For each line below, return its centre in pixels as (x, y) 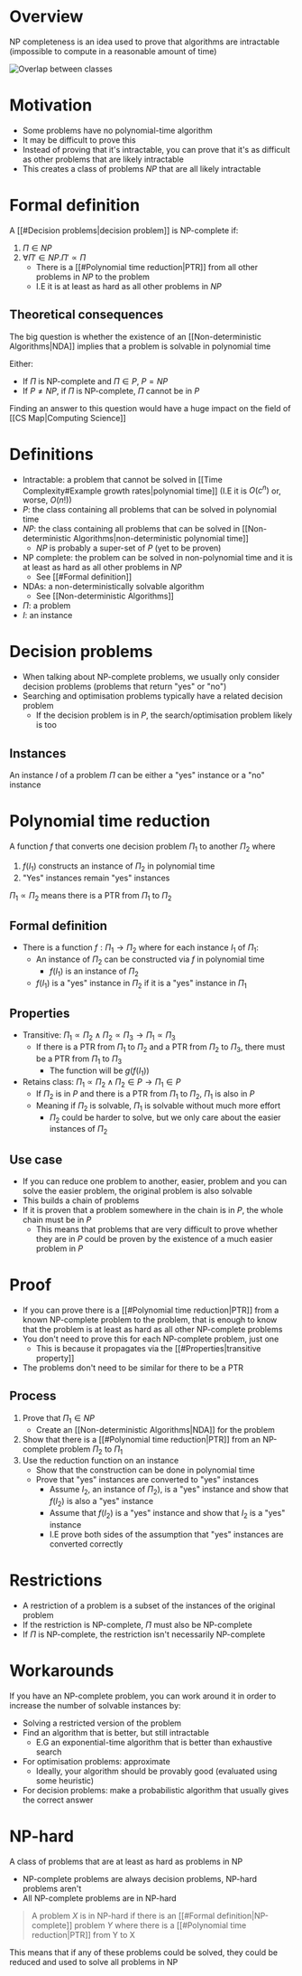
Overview (46, 17)
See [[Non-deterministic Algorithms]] (105, 596)
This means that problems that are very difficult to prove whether (156, 1229)
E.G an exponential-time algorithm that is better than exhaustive (154, 1742)
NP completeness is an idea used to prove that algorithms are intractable (145, 42)
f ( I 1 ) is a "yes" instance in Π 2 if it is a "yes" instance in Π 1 (141, 984)
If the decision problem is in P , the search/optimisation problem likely (164, 715)
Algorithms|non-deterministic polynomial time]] (161, 539)
